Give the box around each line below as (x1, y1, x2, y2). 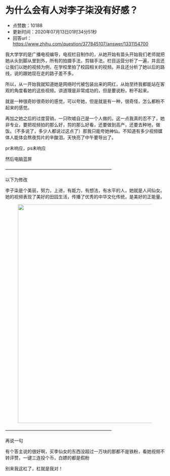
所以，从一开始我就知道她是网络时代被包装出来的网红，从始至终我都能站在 (5, 81, 160, 87)
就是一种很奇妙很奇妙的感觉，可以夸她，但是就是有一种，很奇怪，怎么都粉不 (5, 98, 165, 104)
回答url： (12, 35, 32, 41)
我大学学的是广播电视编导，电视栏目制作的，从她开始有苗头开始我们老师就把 (5, 51, 165, 57)
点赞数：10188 (12, 22, 43, 28)
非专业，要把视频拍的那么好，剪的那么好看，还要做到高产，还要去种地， (5, 121, 156, 127)
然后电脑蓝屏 (5, 156, 32, 162)
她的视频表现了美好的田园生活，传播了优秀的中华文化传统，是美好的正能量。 (5, 193, 165, 199)
